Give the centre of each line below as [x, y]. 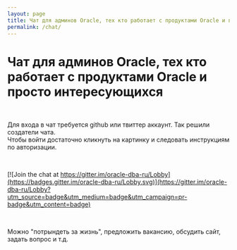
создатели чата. [31, 132]
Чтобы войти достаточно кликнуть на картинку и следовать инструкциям [119, 140]
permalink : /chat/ [34, 27]
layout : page [26, 14]
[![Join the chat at [33, 175]
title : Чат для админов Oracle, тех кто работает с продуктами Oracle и [116, 20]
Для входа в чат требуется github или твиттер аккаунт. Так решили [109, 125]
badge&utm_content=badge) [49, 204]
